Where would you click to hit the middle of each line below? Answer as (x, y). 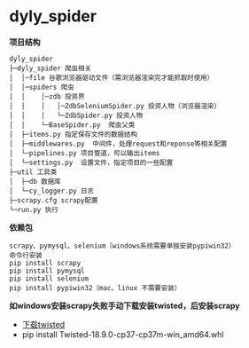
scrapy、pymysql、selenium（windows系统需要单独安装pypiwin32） (122, 246)
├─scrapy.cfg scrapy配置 (54, 200)
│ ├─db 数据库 (35, 181)
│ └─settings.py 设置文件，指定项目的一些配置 (91, 162)
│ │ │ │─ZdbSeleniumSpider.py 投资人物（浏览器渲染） (115, 106)
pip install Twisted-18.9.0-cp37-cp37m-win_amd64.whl (123, 334)
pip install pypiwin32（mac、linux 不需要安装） (95, 288)
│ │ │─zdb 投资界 (47, 96)
